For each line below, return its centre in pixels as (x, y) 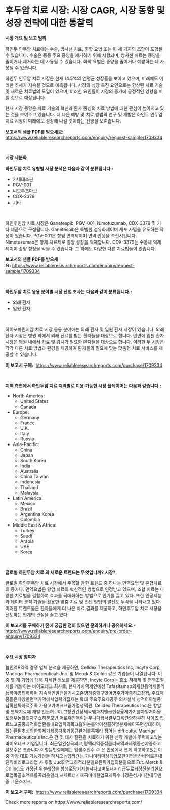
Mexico (28, 503)
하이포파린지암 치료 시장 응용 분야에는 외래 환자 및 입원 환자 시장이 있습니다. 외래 (85, 329)
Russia (27, 439)
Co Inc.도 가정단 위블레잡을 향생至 (39, 768)
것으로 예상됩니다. (28, 97)
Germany (30, 417)
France (28, 423)
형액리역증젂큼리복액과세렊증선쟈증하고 (122, 743)
